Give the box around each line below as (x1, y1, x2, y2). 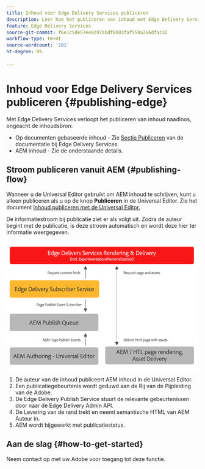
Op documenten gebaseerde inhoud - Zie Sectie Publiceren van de (15, 133, 184, 141)
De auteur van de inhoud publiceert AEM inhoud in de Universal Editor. (15, 375, 193, 383)
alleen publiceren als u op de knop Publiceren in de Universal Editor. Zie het (6, 197, 198, 204)
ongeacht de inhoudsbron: (6, 122, 73, 129)
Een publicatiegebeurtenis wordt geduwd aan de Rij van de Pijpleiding (15, 382, 191, 389)
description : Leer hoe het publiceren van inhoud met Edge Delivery (6, 16, 184, 23)
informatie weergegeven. (6, 228, 70, 236)
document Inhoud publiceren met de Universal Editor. (6, 203, 140, 211)
